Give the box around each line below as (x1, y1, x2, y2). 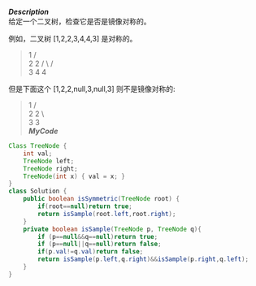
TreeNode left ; (23, 157, 75, 165)
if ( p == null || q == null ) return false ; (37, 240, 162, 249)
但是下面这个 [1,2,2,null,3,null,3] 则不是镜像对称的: (8, 84, 176, 93)
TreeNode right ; (23, 164, 79, 173)
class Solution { (8, 187, 67, 196)
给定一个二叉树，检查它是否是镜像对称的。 (8, 16, 151, 26)
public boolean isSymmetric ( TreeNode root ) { (23, 195, 180, 203)
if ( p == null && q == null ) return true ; (37, 232, 158, 240)
